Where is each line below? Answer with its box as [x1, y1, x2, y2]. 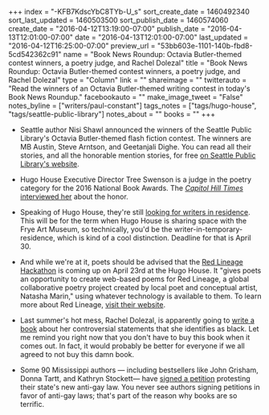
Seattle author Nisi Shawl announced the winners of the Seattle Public [19, 125, 252, 134]
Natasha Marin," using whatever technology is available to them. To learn [19, 291, 262, 301]
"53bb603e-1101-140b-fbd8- [157, 41, 253, 51]
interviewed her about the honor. [19, 192, 128, 201]
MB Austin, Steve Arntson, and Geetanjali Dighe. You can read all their [19, 142, 251, 151]
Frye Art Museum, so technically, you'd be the [19, 224, 173, 234]
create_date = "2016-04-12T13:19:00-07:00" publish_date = [8, 24, 206, 33]
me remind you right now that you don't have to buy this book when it [19, 333, 251, 342]
